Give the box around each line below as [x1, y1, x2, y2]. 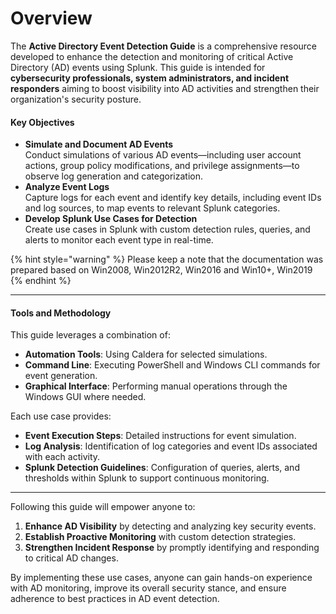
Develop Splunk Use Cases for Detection [24, 213, 198, 225]
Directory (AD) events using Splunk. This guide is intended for [10, 61, 266, 73]
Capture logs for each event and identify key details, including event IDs [24, 192, 322, 204]
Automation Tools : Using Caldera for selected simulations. [24, 348, 268, 361]
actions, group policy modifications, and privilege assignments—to [24, 160, 300, 172]
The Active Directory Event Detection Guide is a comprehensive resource [10, 40, 318, 52]
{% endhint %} [10, 275, 72, 287]
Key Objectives [10, 116, 75, 128]
